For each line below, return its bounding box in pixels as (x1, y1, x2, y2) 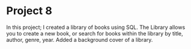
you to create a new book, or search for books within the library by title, (6, 30, 183, 37)
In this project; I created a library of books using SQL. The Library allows (6, 24, 186, 31)
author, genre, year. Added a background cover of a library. (6, 36, 153, 43)
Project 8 (6, 4, 52, 18)
